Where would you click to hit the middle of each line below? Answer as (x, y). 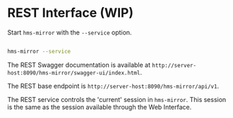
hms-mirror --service (39, 51)
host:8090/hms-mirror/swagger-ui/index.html (74, 73)
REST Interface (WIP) (71, 13)
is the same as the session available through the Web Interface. (100, 107)
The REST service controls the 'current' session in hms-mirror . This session (117, 99)
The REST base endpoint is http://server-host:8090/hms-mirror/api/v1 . (113, 86)
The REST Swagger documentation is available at (79, 65)
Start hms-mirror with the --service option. (70, 32)
